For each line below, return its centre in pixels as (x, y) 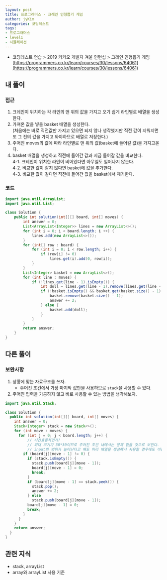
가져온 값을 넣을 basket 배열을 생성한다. (51, 124)
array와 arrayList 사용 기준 (39, 572)
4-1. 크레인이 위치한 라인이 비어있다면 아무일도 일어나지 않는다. (73, 162)
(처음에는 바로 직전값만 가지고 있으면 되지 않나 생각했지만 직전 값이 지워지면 (85, 130)
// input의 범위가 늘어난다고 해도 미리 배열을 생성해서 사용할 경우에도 (91, 449)
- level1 (14, 38)
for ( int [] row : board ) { (51, 245)
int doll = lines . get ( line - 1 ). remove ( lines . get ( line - (101, 287)
